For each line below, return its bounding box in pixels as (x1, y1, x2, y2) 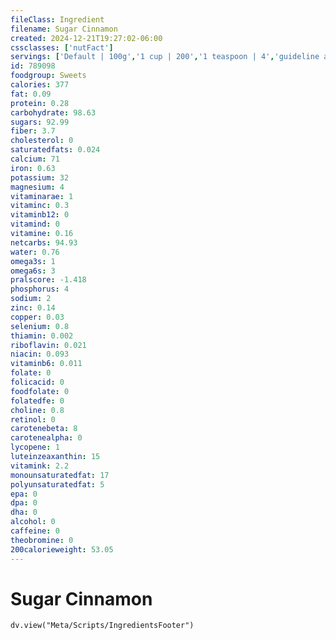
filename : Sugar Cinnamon (10, 24, 118, 34)
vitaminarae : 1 (10, 191, 74, 201)
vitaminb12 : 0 (10, 210, 70, 220)
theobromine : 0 (10, 535, 74, 545)
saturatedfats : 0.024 (10, 145, 101, 155)
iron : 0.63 (10, 163, 56, 173)
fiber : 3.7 (10, 126, 56, 136)
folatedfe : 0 (10, 396, 65, 406)
